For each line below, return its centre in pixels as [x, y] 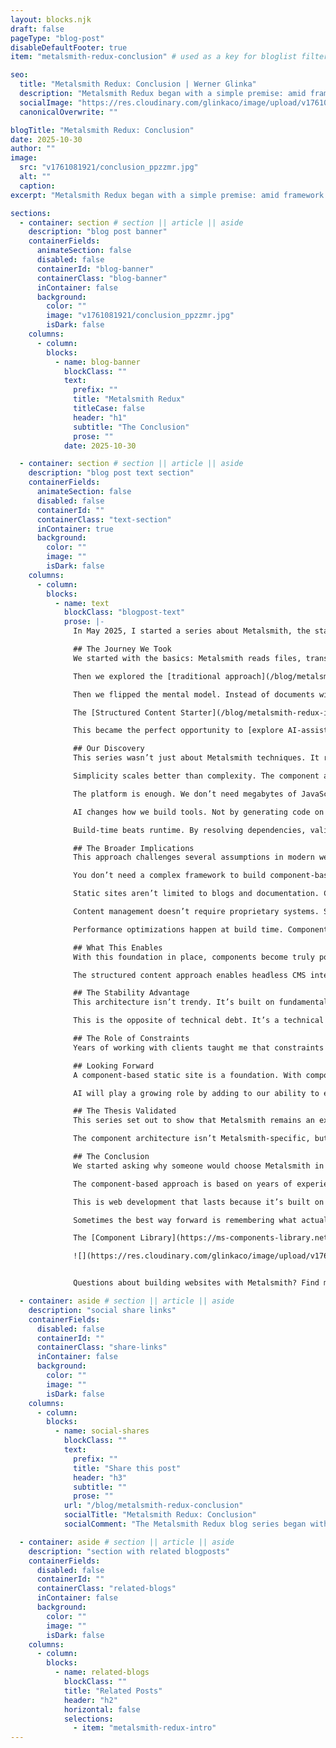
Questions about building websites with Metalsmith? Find [196, 1283]
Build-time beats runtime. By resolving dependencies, [190, 830]
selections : [88, 1719]
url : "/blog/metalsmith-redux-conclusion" [153, 1506]
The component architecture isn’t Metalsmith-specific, [192, 1139]
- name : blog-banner [97, 362]
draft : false [37, 29]
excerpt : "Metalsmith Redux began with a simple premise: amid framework [167, 195]
